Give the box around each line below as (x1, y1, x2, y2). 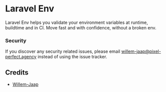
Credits (5, 68, 29, 77)
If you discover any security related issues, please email (5, 48, 121, 55)
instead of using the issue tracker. (37, 54, 107, 60)
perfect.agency (5, 54, 37, 60)
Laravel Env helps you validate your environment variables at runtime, (5, 19, 148, 25)
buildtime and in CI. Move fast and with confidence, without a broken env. (5, 24, 157, 30)
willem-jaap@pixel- (121, 48, 161, 55)
